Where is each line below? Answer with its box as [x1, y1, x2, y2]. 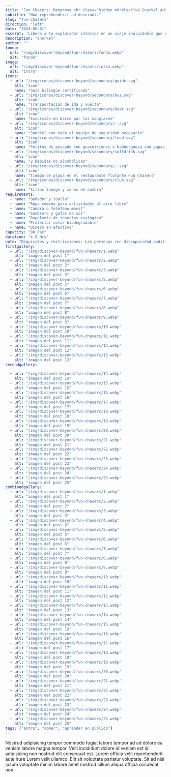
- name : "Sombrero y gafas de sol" [10, 211, 85, 216]
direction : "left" [5, 21, 44, 27]
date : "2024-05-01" [5, 26, 47, 32]
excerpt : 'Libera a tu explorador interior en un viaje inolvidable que [5, 31, 163, 36]
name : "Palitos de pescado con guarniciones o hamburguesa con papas [14, 144, 165, 150]
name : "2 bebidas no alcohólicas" [14, 159, 88, 164]
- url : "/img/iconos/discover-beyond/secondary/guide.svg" [10, 78, 138, 83]
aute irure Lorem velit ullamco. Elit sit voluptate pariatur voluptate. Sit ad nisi [5, 756, 164, 762]
